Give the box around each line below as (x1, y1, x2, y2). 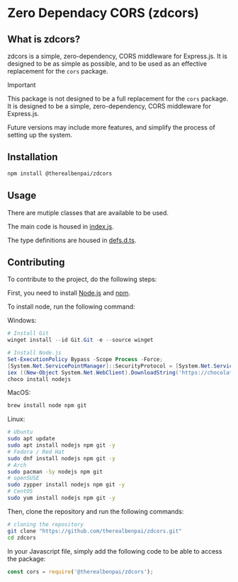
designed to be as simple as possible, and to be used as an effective (7, 59, 208, 68)
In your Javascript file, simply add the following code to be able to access (7, 547, 222, 555)
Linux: (7, 415, 25, 423)
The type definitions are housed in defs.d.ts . (7, 236, 137, 244)
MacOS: (7, 388, 31, 397)
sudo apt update (7, 435, 55, 443)
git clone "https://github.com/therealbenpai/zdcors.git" (7, 527, 182, 535)
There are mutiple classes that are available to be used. (7, 208, 169, 217)
